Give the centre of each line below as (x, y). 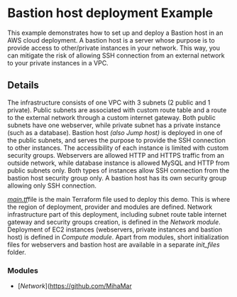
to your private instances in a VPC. (58, 63)
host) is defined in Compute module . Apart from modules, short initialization (118, 237)
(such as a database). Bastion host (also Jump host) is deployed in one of (115, 132)
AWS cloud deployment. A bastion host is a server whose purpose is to (111, 40)
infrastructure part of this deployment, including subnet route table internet (117, 214)
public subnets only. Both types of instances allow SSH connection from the (118, 170)
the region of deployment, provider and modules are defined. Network (110, 207)
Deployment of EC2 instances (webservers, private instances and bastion (115, 229)
